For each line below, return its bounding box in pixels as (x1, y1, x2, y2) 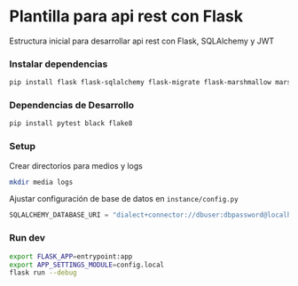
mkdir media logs (9, 178, 74, 187)
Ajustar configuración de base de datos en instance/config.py (9, 194, 239, 204)
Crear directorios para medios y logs (9, 160, 144, 171)
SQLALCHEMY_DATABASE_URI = (9, 211, 109, 219)
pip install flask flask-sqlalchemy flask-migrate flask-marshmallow (9, 78, 272, 87)
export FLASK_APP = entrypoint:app (9, 251, 133, 261)
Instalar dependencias (9, 58, 108, 70)
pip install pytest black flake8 (9, 119, 133, 128)
